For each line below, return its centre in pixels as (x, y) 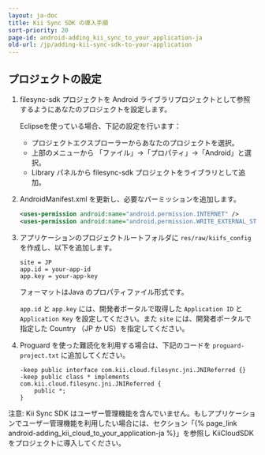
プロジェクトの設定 (55, 79)
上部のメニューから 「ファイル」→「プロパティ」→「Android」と (138, 152)
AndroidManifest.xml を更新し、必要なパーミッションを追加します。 (130, 199)
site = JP (36, 262)
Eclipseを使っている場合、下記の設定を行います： (100, 126)
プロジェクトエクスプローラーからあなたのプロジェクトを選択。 (135, 142)
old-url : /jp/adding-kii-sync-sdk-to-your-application (100, 45)
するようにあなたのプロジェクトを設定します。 (95, 109)
